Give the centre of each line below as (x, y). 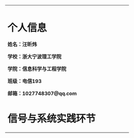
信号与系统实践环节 (52, 119)
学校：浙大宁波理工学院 (35, 57)
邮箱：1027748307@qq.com (42, 94)
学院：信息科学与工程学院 (37, 69)
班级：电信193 (25, 82)
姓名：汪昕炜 (22, 45)
